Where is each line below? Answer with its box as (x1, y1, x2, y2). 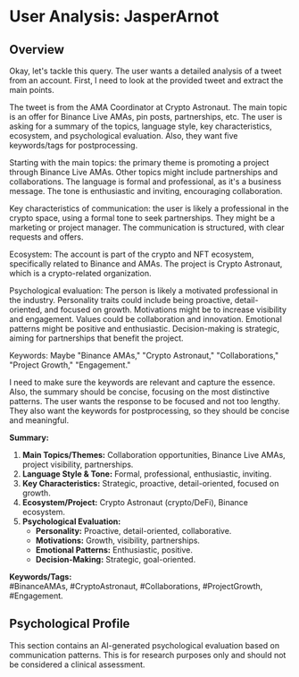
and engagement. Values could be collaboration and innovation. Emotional (9, 314, 283, 324)
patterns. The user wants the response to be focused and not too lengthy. (9, 396, 281, 406)
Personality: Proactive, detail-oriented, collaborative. (35, 526, 232, 536)
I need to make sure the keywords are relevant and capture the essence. (9, 377, 276, 387)
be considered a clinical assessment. (9, 659, 145, 670)
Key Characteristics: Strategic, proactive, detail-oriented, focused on (21, 478, 279, 488)
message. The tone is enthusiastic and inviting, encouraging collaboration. (9, 186, 283, 196)
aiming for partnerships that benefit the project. (9, 333, 184, 343)
